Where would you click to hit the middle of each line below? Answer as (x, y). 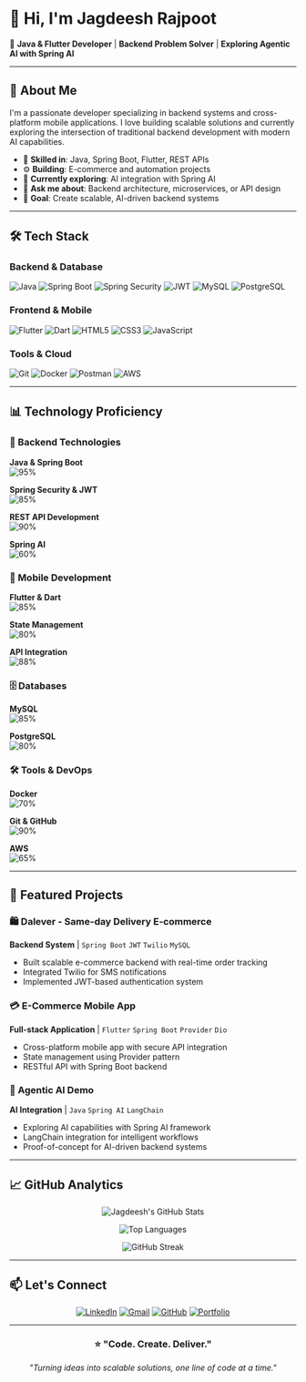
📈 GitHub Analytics (66, 1185)
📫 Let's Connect (58, 1285)
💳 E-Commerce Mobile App (73, 1006)
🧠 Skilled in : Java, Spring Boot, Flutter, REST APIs (116, 159)
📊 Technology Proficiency (86, 412)
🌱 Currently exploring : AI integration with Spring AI (119, 179)
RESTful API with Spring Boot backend (95, 1066)
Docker (24, 793)
